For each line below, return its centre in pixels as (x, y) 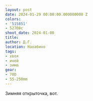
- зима (12, 65)
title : (12, 38)
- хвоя (12, 56)
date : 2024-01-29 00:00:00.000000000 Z (46, 14)
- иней (12, 61)
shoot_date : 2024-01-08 (30, 33)
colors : (13, 19)
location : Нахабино (25, 47)
